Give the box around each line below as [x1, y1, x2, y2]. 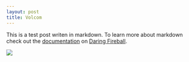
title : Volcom [6, 14, 43, 20]
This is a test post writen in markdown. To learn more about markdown [6, 31, 184, 38]
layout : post [6, 8, 40, 15]
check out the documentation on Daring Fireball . [6, 37, 128, 45]
